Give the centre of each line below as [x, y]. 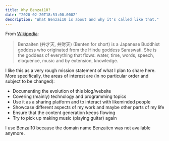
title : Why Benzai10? [28, 10]
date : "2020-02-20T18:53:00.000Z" [42, 15]
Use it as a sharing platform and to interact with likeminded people [81, 102]
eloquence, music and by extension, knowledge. [68, 61]
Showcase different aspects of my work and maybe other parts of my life [88, 108]
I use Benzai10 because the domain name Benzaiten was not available [78, 128]
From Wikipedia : [22, 34]
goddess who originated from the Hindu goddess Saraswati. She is [87, 50]
